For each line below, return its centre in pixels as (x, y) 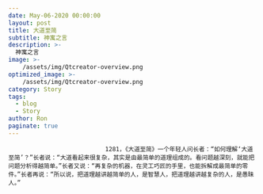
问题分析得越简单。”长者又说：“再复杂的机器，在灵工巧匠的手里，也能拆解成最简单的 (126, 166)
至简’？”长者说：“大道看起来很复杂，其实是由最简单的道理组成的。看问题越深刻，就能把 (131, 158)
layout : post (30, 23)
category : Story (35, 89)
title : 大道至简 (32, 30)
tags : (17, 97)
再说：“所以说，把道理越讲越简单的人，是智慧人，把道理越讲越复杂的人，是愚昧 (143, 174)
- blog (26, 104)
